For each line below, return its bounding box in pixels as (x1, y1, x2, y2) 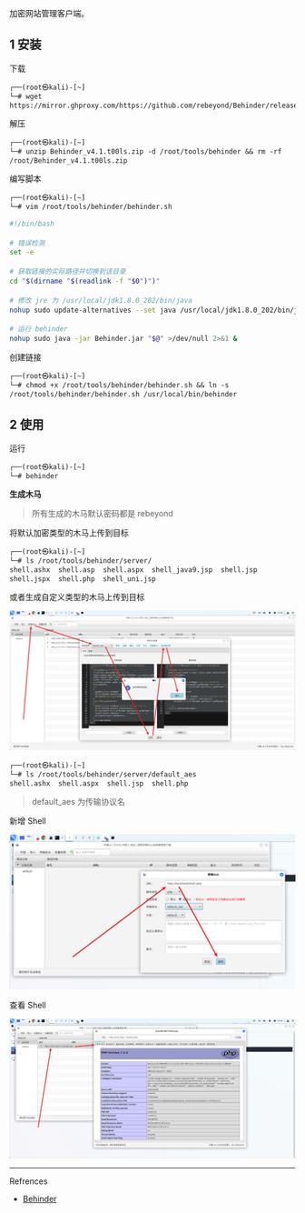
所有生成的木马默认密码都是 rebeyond (31, 508, 174, 518)
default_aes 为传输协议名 (31, 796, 125, 807)
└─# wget (9, 92, 43, 101)
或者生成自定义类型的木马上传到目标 (9, 592, 145, 602)
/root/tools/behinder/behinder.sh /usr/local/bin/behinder (9, 390, 238, 399)
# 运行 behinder (9, 325, 68, 334)
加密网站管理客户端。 (9, 8, 89, 18)
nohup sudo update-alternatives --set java (9, 306, 177, 315)
